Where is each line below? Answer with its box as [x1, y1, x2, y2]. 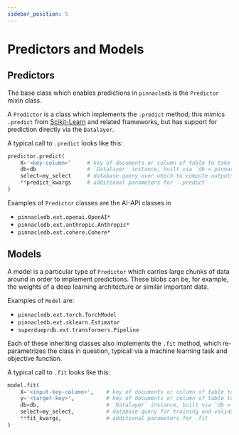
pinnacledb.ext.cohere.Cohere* [17, 229, 111, 236]
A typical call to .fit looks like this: [7, 368, 110, 377]
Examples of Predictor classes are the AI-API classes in [7, 198, 171, 207]
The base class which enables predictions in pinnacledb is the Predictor [7, 88, 219, 97]
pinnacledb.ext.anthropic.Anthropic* [17, 221, 130, 228]
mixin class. [7, 96, 42, 104]
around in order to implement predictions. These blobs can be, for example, [7, 275, 229, 283]
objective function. [7, 354, 63, 362]
